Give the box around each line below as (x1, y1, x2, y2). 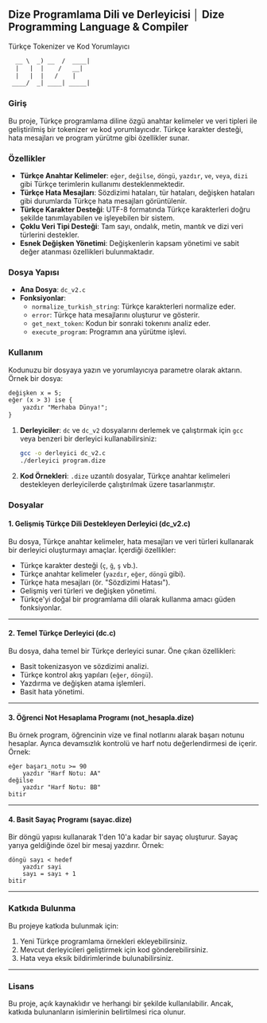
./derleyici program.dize (19, 457, 106, 465)
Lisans (8, 980, 34, 991)
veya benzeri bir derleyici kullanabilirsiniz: (19, 434, 157, 443)
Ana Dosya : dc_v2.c (19, 285, 86, 294)
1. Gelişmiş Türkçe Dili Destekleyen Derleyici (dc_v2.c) (8, 519, 191, 529)
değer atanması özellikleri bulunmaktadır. (19, 247, 155, 256)
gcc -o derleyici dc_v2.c (19, 449, 106, 457)
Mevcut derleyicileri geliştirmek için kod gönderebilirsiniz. (19, 944, 209, 955)
